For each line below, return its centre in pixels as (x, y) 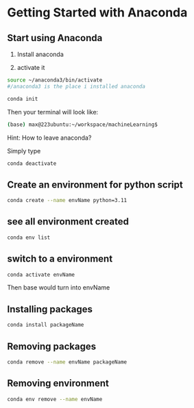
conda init (23, 99)
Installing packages (50, 309)
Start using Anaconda (55, 38)
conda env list (29, 238)
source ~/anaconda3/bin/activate (55, 80)
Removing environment (58, 384)
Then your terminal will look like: (53, 112)
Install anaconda (40, 54)
